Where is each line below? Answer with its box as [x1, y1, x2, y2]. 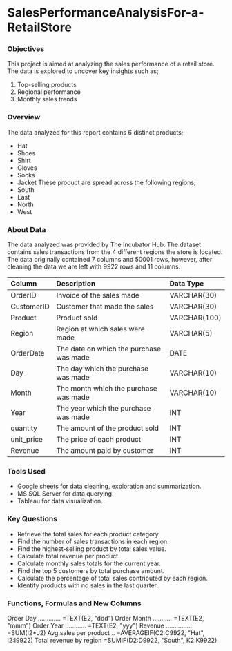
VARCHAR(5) [169, 329, 213, 338]
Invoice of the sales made [56, 291, 139, 300]
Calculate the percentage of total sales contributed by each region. [17, 574, 209, 582]
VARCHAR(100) [169, 313, 222, 322]
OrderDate [10, 349, 45, 358]
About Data [7, 224, 46, 234]
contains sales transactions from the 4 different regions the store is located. [7, 248, 223, 256]
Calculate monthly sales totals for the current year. [17, 559, 161, 567]
